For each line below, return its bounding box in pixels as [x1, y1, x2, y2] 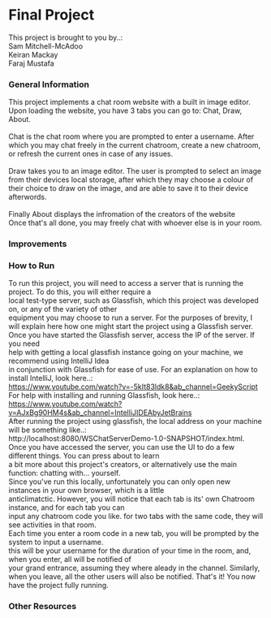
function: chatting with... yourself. [8, 469, 121, 478]
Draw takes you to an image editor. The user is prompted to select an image [8, 166, 262, 176]
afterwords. [8, 192, 47, 202]
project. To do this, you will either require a [8, 287, 152, 297]
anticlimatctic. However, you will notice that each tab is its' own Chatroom [8, 494, 256, 504]
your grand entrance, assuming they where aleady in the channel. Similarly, [8, 563, 260, 573]
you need [8, 339, 41, 348]
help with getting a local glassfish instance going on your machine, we [8, 348, 243, 357]
